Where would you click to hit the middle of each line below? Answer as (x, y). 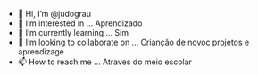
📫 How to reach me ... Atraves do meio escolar (104, 62)
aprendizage (41, 52)
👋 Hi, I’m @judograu (54, 14)
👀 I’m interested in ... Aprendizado (80, 23)
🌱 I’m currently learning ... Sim (73, 33)
